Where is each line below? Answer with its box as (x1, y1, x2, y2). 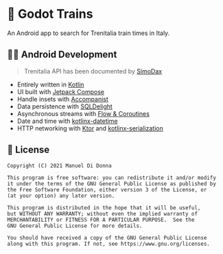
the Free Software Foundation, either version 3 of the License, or (7, 186, 207, 193)
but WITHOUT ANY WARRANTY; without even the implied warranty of (7, 210, 198, 217)
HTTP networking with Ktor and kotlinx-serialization (16, 124, 163, 132)
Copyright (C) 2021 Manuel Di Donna (7, 162, 112, 169)
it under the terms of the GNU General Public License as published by (7, 180, 216, 187)
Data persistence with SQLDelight (16, 102, 113, 111)
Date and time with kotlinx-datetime (16, 117, 118, 125)
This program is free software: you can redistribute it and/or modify (7, 174, 216, 181)
